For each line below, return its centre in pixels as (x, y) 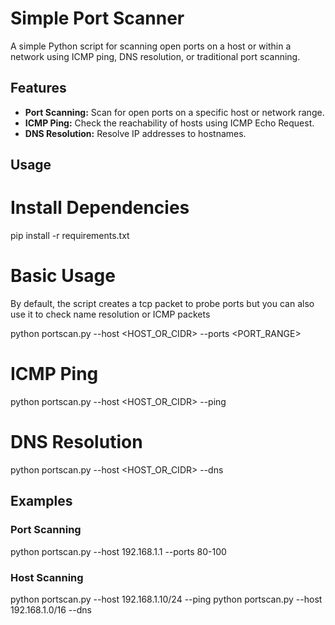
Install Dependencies (100, 208)
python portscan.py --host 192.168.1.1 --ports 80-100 (118, 551)
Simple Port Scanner (97, 18)
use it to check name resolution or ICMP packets (110, 314)
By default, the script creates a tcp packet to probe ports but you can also (162, 304)
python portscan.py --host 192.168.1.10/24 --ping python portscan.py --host (166, 599)
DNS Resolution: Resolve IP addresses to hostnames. (135, 133)
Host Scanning (47, 577)
